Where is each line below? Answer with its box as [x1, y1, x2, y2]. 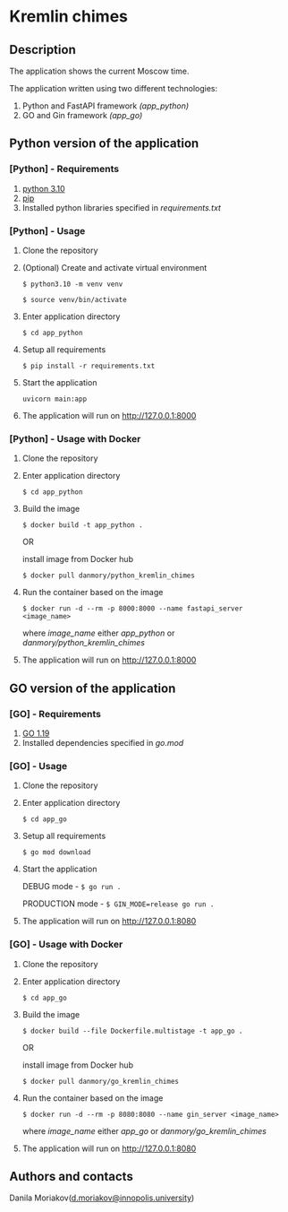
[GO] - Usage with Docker [9, 939, 123, 951]
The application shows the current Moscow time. [9, 65, 190, 76]
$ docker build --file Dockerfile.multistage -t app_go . [21, 1026, 243, 1035]
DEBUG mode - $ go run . [21, 881, 122, 892]
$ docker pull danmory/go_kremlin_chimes [21, 1077, 179, 1086]
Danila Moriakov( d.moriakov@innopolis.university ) [9, 1192, 195, 1203]
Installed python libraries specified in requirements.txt [21, 202, 222, 212]
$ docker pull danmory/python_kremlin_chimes [21, 571, 195, 580]
